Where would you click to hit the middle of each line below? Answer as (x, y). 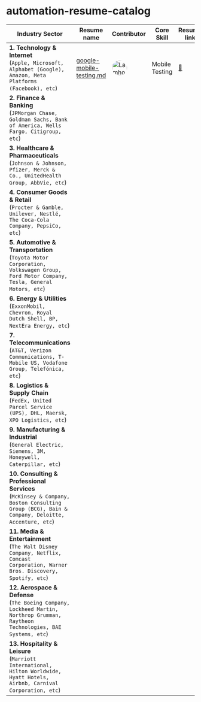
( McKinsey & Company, (39, 496)
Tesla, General (31, 282)
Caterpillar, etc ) (35, 464)
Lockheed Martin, (34, 609)
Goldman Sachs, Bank (38, 119)
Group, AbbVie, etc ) (38, 182)
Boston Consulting (35, 503)
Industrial (23, 437)
